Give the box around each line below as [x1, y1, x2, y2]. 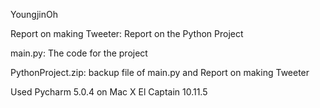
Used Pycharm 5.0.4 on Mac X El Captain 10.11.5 [10, 86, 208, 98]
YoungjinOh [10, 9, 58, 20]
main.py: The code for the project [10, 47, 148, 59]
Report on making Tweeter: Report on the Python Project [10, 28, 244, 39]
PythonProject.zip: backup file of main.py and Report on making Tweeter [10, 67, 310, 78]
